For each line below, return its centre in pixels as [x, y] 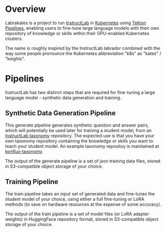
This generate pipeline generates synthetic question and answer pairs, [77, 125]
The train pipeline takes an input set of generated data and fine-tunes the [80, 193]
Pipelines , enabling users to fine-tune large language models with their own [82, 28]
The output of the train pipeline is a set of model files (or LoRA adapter [77, 214]
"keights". [15, 58]
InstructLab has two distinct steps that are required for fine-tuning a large [80, 92]
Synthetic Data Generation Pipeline [60, 113]
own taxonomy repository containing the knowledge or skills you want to [79, 141]
